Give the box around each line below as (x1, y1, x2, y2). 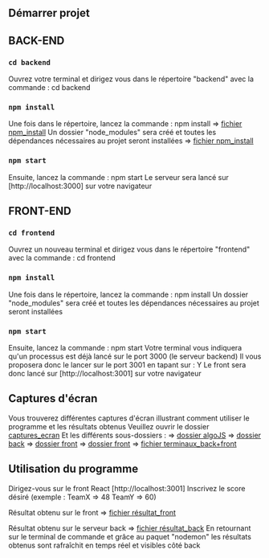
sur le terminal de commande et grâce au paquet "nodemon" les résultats (8, 531, 251, 541)
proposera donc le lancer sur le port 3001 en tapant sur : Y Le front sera (8, 359, 247, 369)
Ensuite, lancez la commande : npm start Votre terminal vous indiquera (8, 343, 243, 352)
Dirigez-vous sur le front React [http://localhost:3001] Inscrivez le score (8, 483, 246, 493)
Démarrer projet (8, 6, 90, 20)
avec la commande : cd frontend (8, 253, 116, 263)
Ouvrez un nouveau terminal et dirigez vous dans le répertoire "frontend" (8, 244, 251, 254)
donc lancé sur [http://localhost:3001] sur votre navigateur (8, 368, 202, 378)
